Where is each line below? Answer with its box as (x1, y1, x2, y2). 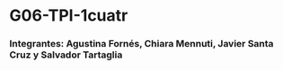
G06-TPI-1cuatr (9, 5, 128, 26)
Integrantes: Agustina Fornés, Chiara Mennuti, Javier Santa (9, 38, 274, 50)
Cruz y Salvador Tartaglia (9, 48, 123, 61)
